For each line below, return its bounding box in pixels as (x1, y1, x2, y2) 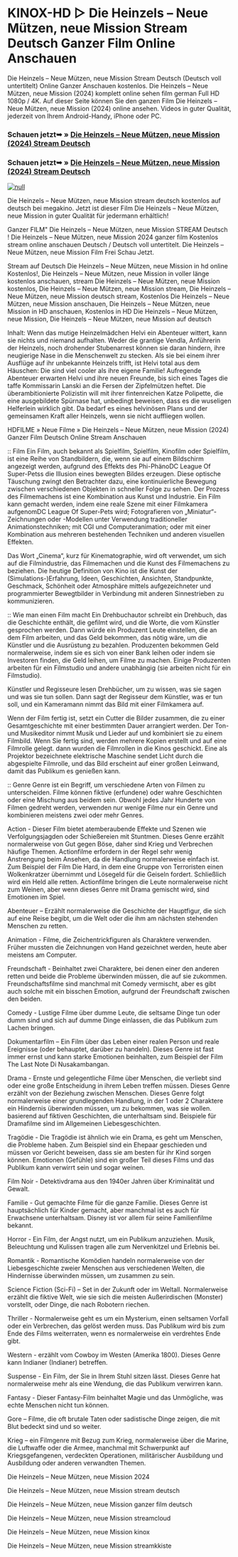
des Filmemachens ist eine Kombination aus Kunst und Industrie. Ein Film (7, 493, 222, 501)
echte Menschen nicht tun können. (7, 1401, 109, 1410)
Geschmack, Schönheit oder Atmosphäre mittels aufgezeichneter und (7, 582, 212, 590)
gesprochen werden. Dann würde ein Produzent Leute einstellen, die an (7, 626, 217, 634)
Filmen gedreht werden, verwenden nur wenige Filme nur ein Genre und (7, 803, 218, 812)
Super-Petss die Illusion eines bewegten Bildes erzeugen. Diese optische (7, 470, 222, 478)
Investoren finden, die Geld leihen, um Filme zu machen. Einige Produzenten (7, 656, 231, 665)
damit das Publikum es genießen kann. (7, 767, 121, 775)
